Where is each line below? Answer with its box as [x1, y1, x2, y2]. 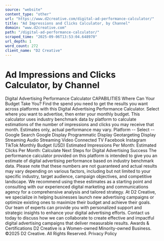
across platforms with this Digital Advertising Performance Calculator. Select [5, 106, 160, 112]
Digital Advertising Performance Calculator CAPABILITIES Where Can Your [5, 96, 155, 102]
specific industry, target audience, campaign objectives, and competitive [5, 174, 152, 179]
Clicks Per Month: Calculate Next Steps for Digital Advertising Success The [5, 148, 157, 153]
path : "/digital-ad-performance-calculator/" [5, 30, 99, 35]
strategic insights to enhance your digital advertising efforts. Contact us [5, 210, 150, 216]
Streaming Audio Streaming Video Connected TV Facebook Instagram [5, 137, 146, 143]
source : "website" [5, 7, 43, 12]
